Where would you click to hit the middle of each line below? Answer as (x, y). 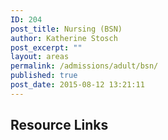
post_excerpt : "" (46, 47)
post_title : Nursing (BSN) (66, 29)
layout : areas (40, 57)
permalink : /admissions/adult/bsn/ (84, 66)
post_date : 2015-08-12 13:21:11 (77, 85)
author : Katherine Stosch (64, 38)
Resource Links (59, 125)
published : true (44, 76)
